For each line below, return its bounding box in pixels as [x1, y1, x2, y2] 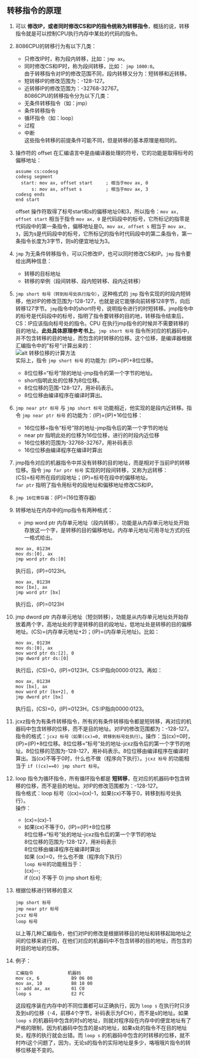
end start [15, 196, 40, 203]
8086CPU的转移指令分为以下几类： [24, 92, 111, 99]
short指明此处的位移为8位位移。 [24, 377, 103, 384]
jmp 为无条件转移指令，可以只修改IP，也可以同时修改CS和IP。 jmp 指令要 [15, 250, 191, 257]
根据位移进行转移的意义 [15, 886, 73, 894]
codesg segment [15, 174, 53, 180]
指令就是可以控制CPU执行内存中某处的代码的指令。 [15, 30, 141, 37]
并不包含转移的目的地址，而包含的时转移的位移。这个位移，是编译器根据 [15, 334, 192, 342]
